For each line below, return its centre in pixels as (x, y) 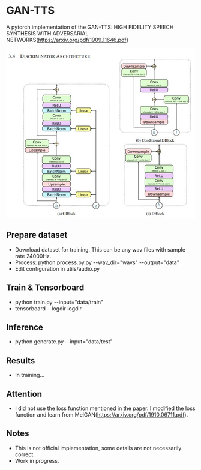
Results (21, 360)
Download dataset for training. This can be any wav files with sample (100, 249)
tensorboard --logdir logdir (48, 308)
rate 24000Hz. (33, 256)
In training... (30, 375)
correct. (25, 454)
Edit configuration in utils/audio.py (57, 268)
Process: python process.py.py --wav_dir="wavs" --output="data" (97, 262)
